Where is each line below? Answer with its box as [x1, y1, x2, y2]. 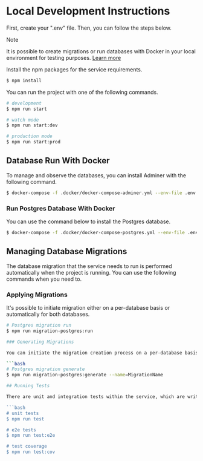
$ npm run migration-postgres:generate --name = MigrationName [6, 372, 164, 378]
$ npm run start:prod [6, 139, 61, 145]
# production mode [6, 133, 53, 140]
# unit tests [6, 410, 39, 416]
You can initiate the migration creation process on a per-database [6, 350, 182, 356]
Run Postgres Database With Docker [6, 204, 115, 212]
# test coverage [6, 443, 47, 450]
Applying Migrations [6, 290, 68, 299]
